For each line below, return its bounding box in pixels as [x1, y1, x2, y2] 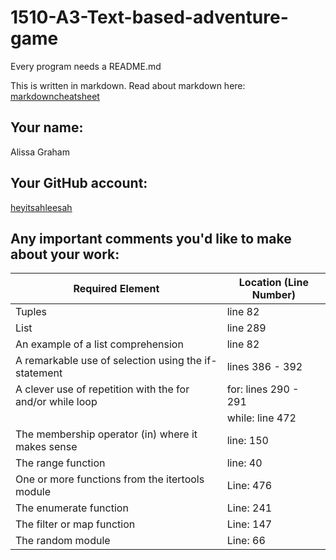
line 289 [226, 321, 267, 335]
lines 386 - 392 [226, 360, 303, 374]
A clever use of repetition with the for [15, 382, 190, 396]
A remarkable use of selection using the [15, 354, 203, 368]
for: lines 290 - [226, 382, 300, 396]
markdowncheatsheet [10, 90, 100, 102]
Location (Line [238, 276, 309, 290]
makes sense [15, 440, 78, 454]
